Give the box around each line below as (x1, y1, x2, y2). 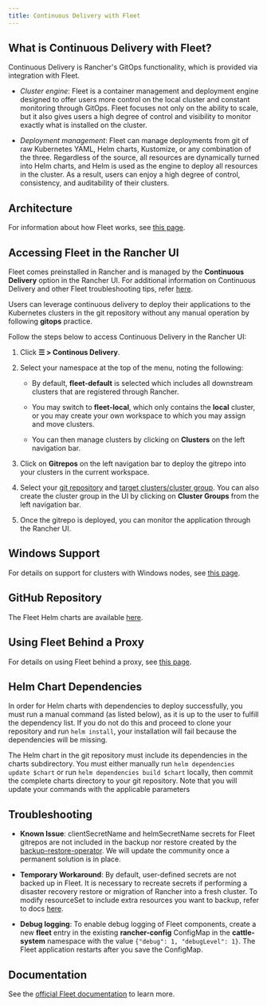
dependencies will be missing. (8, 735, 108, 745)
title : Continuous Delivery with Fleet (8, 11, 141, 20)
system (19, 936, 46, 946)
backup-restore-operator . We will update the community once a (19, 846, 230, 856)
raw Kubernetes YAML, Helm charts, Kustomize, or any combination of (19, 145, 252, 154)
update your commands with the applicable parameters (8, 785, 190, 794)
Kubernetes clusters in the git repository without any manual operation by (8, 308, 249, 318)
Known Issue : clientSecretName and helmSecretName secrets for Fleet (19, 829, 255, 839)
